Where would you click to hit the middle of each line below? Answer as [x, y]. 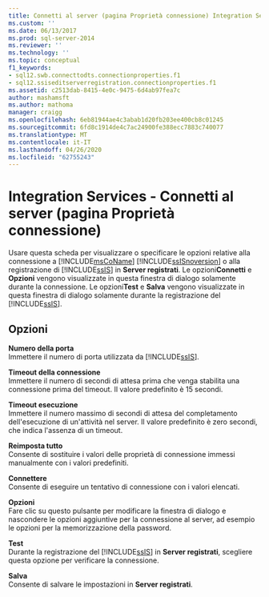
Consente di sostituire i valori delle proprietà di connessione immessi [122, 454]
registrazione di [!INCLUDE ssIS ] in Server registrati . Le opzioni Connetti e [130, 270]
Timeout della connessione [54, 372]
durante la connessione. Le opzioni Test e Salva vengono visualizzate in [126, 287]
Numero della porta [41, 348]
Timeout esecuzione [43, 405]
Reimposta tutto [36, 446]
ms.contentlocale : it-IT [50, 142]
